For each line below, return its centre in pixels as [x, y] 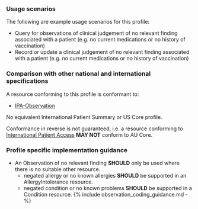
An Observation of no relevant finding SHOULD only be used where [97, 163]
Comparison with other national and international [79, 74]
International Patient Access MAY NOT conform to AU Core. [79, 134]
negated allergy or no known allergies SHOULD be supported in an [105, 175]
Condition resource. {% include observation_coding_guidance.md [104, 194]
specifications [27, 81]
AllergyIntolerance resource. [58, 182]
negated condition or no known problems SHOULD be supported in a [108, 188]
